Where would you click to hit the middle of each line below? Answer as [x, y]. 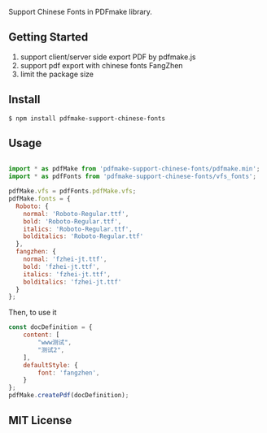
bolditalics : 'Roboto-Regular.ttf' [83, 236]
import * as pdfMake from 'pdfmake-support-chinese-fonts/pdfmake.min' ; [134, 169]
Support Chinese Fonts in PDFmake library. [81, 12]
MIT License [40, 420]
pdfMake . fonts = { [39, 199]
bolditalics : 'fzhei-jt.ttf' [72, 282]
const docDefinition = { [50, 327]
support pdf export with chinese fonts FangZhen [101, 65]
